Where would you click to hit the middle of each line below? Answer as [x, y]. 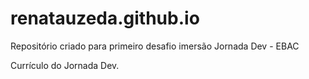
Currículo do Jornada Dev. [65, 65]
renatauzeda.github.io [105, 18]
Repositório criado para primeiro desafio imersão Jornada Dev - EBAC [155, 46]
